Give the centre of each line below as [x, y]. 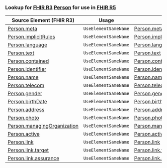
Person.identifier [27, 69]
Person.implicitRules [32, 37]
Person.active [24, 134]
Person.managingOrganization [43, 126]
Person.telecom [26, 85]
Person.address [26, 110]
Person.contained [28, 61]
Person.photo [23, 118]
